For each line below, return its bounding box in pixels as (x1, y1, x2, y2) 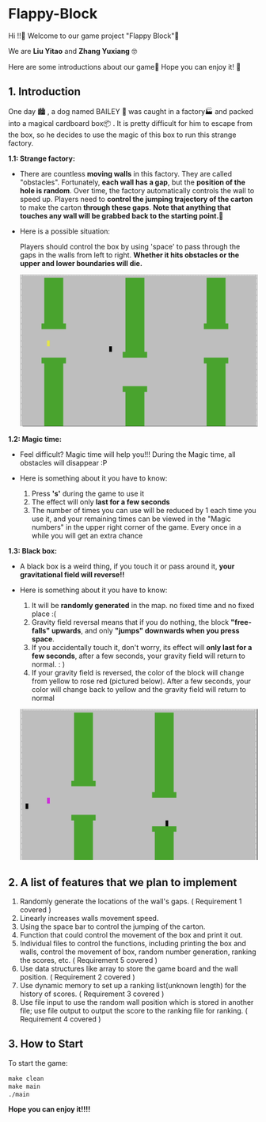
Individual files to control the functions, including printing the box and (19, 939, 247, 948)
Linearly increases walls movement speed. (19, 914, 159, 922)
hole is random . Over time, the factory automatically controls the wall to (19, 185, 255, 195)
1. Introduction (8, 85, 81, 99)
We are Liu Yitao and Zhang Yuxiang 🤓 (8, 46, 138, 55)
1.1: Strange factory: (8, 154, 75, 163)
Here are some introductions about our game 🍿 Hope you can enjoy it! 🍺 (8, 62, 241, 71)
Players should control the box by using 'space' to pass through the (19, 242, 241, 251)
